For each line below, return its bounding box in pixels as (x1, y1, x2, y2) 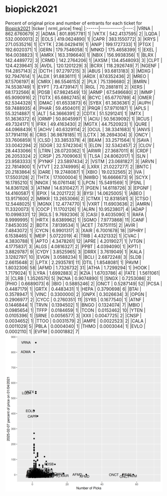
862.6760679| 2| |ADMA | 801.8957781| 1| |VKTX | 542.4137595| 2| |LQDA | (5, 31, 161, 37)
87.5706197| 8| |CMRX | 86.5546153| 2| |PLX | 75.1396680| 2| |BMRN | (5, 79, 150, 85)
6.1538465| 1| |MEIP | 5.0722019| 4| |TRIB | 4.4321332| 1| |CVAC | (5, 233, 140, 239)
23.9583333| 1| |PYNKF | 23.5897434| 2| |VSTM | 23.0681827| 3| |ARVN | (5, 158, 157, 164)
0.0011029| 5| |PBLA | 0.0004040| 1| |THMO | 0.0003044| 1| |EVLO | (5, 323, 146, 329)
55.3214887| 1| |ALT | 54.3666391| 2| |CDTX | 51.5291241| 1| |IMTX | (5, 110, 145, 116)
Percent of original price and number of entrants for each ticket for (5, 20, 142, 26)
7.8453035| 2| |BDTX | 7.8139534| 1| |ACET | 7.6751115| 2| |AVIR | (5, 222, 138, 228)
